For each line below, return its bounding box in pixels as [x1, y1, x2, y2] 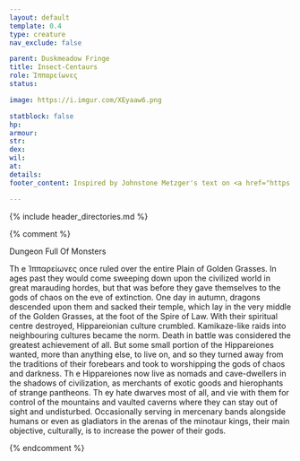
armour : [9, 128, 39, 137]
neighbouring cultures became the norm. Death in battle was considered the [9, 329, 291, 341]
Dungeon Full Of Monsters [9, 246, 107, 257]
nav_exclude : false [9, 38, 82, 48]
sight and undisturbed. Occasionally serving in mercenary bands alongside [9, 405, 287, 417]
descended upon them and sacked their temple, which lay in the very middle [9, 301, 292, 312]
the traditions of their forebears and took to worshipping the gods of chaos [9, 358, 286, 369]
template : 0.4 [9, 22, 63, 30]
